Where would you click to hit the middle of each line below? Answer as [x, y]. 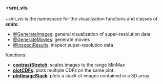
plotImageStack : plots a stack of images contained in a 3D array [81, 76]
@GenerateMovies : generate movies [51, 39]
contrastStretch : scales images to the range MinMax [69, 65]
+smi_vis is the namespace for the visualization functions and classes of [81, 19]
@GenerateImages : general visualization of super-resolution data [81, 34]
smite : [12, 24]
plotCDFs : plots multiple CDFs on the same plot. [64, 70]
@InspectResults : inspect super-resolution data [63, 45]
